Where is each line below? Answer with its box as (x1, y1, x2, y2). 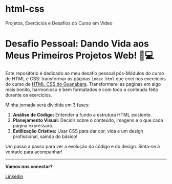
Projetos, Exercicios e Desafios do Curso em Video (5, 20, 113, 26)
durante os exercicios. (5, 91, 52, 98)
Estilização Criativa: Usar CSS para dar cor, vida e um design (12, 128, 143, 134)
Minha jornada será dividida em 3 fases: (5, 102, 90, 108)
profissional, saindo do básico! (12, 133, 78, 140)
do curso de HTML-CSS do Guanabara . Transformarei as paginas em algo (5, 81, 161, 87)
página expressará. (12, 122, 54, 128)
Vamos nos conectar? (5, 163, 53, 169)
